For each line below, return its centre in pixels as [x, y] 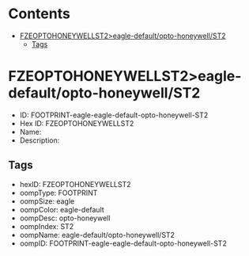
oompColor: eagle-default [62, 209]
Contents [40, 14]
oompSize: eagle [47, 201]
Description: [40, 140]
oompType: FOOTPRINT [58, 193]
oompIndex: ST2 [46, 226]
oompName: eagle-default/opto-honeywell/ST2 [97, 235]
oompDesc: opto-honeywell [65, 218]
